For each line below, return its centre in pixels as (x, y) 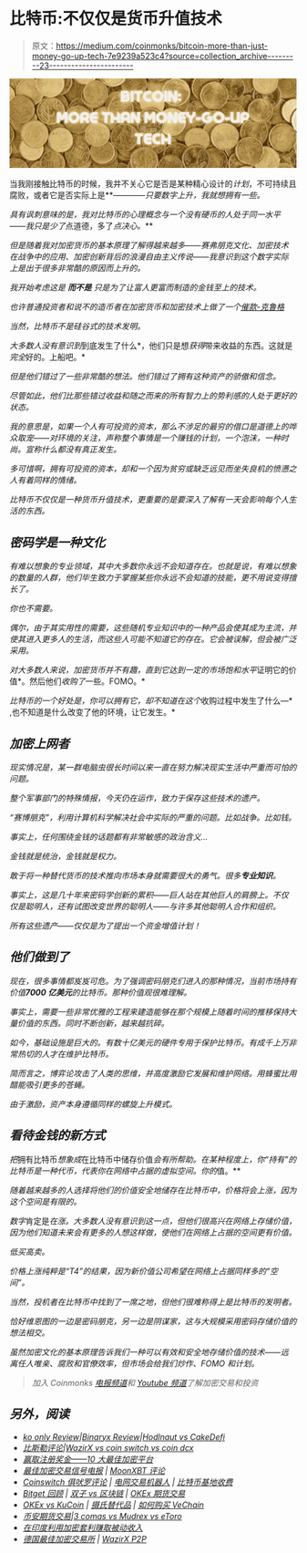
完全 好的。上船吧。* (48, 357)
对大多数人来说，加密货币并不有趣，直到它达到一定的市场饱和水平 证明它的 (149, 670)
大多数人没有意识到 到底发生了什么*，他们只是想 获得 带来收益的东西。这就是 (151, 346)
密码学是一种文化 (57, 542)
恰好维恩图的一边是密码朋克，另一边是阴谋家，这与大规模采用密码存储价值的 (153, 1321)
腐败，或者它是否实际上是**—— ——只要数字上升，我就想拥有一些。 (138, 195)
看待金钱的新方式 (57, 1136)
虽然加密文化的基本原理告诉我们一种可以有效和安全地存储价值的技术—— (145, 1351)
